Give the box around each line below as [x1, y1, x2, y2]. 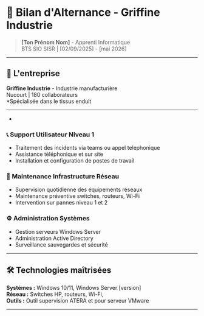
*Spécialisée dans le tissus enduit [6, 97, 92, 105]
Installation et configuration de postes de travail [15, 157, 135, 164]
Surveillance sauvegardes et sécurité [15, 241, 108, 248]
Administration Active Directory [15, 234, 94, 242]
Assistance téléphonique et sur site [15, 150, 103, 158]
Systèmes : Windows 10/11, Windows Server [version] [6, 284, 141, 292]
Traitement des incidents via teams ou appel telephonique [15, 144, 160, 152]
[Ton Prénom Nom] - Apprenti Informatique [21, 38, 131, 46]
